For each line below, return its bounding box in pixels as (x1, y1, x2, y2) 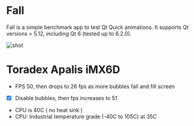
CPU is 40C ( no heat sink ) (14, 106, 83, 113)
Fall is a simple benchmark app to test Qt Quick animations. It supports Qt (6, 24, 189, 31)
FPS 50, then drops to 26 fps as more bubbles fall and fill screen (14, 83, 175, 90)
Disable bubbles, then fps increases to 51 (14, 94, 117, 101)
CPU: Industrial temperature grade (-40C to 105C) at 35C (14, 113, 157, 120)
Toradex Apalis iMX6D (6, 63, 120, 77)
